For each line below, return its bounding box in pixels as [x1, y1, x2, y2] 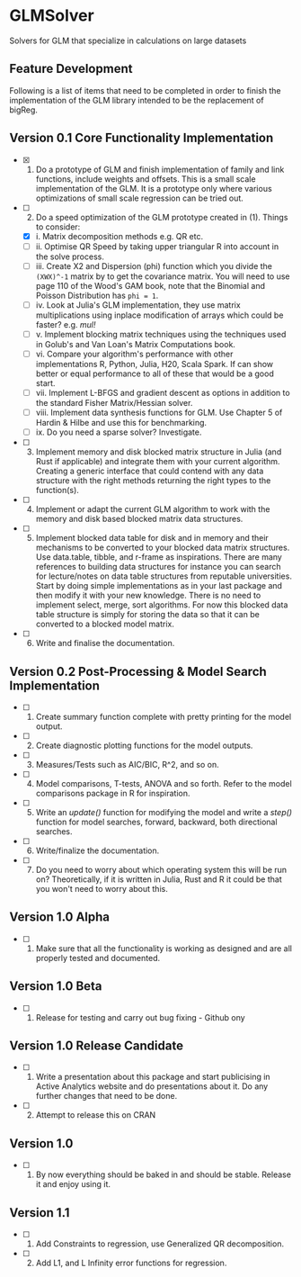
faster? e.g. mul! [35, 319, 96, 329]
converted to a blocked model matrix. [35, 618, 175, 630]
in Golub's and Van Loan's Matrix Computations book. [35, 338, 236, 349]
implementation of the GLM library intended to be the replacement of [9, 94, 264, 105]
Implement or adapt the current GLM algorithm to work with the [35, 504, 270, 515]
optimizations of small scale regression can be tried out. [35, 193, 244, 203]
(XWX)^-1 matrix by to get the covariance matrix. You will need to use [35, 271, 290, 282]
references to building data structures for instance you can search [35, 562, 281, 572]
